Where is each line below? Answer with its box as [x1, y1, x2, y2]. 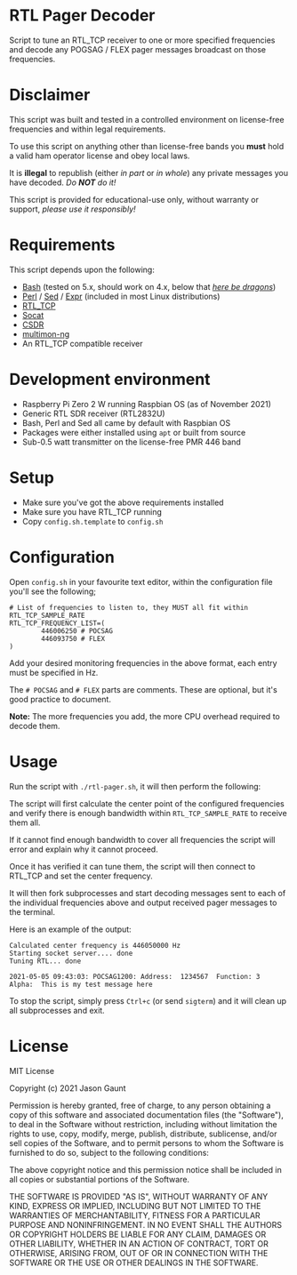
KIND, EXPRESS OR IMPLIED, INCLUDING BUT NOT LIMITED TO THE [9, 1200, 261, 1211]
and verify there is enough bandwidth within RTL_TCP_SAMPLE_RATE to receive [9, 807, 287, 818]
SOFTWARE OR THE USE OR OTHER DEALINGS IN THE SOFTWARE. [9, 1257, 259, 1268]
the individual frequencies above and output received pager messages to [9, 897, 277, 908]
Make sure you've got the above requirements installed [21, 497, 224, 508]
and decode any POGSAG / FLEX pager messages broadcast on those [9, 44, 267, 54]
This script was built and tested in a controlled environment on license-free [9, 114, 285, 124]
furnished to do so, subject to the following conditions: [9, 1147, 209, 1158]
